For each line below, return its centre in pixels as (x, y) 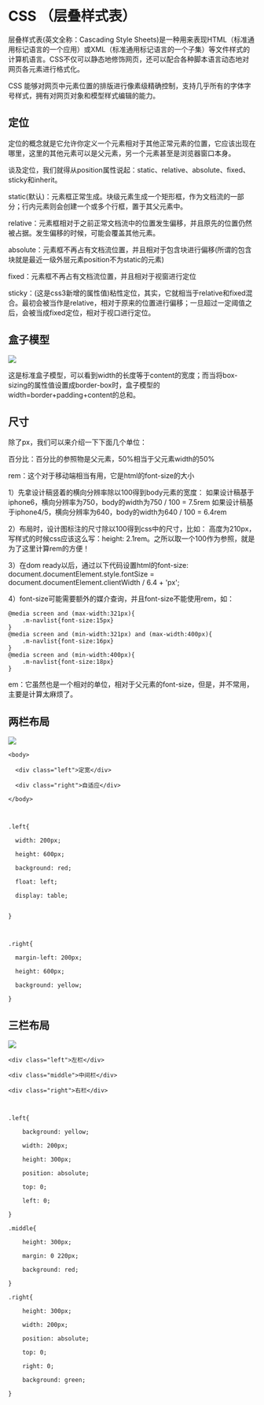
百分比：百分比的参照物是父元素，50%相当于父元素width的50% (112, 459)
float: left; (37, 882)
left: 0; (37, 1201)
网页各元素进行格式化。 (46, 69)
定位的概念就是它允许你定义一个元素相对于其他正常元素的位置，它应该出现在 (132, 143)
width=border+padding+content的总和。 (74, 395)
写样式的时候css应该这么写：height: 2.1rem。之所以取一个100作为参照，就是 (132, 539)
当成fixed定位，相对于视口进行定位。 (95, 313)
